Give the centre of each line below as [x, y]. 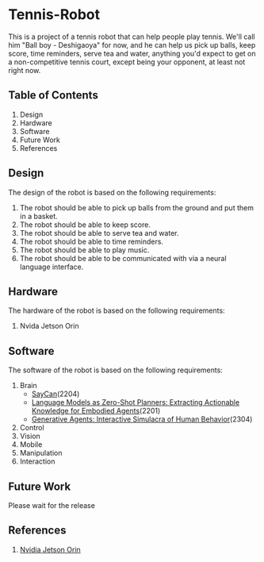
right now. [25, 70]
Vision [30, 436]
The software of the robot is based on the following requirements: [116, 370]
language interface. [52, 267]
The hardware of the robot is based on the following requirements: [117, 310]
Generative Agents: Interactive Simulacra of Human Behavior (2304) [142, 419]
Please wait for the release [52, 505]
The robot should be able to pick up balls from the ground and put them [136, 207]
